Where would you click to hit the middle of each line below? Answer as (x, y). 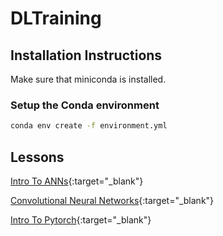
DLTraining (56, 18)
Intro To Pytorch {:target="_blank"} (81, 219)
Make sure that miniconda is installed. (88, 79)
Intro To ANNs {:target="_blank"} (77, 181)
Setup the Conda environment (85, 105)
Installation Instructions (86, 55)
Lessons (37, 157)
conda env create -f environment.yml (89, 126)
